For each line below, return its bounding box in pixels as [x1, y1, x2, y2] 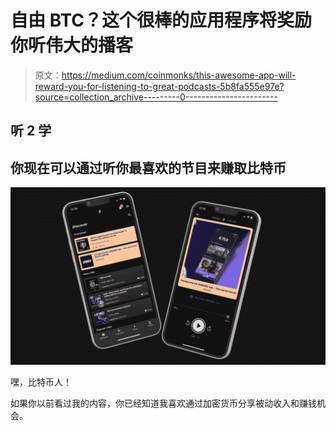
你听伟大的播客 [10, 34, 134, 57]
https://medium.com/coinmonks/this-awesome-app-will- [61, 69, 297, 81]
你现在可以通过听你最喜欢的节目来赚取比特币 [10, 159, 287, 176]
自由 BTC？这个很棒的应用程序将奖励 [10, 9, 313, 32]
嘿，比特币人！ [10, 376, 72, 388]
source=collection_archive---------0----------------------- [34, 91, 278, 103]
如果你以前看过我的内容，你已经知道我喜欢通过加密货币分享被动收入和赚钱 [10, 397, 317, 409]
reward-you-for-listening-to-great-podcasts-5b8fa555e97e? [34, 80, 285, 92]
